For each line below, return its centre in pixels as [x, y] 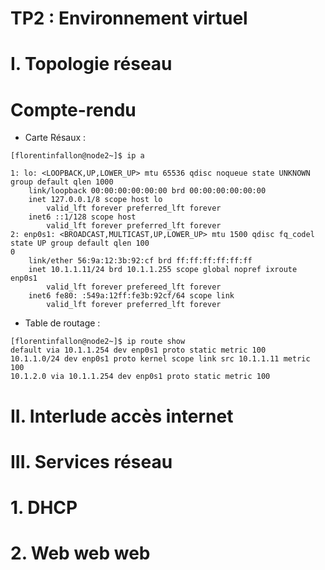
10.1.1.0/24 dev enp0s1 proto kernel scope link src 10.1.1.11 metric [160, 359]
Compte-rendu [73, 109]
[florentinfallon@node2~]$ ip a [77, 156]
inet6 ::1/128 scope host [82, 217]
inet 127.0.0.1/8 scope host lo [95, 200]
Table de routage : [62, 323]
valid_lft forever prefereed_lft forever [134, 287]
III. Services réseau [91, 461]
